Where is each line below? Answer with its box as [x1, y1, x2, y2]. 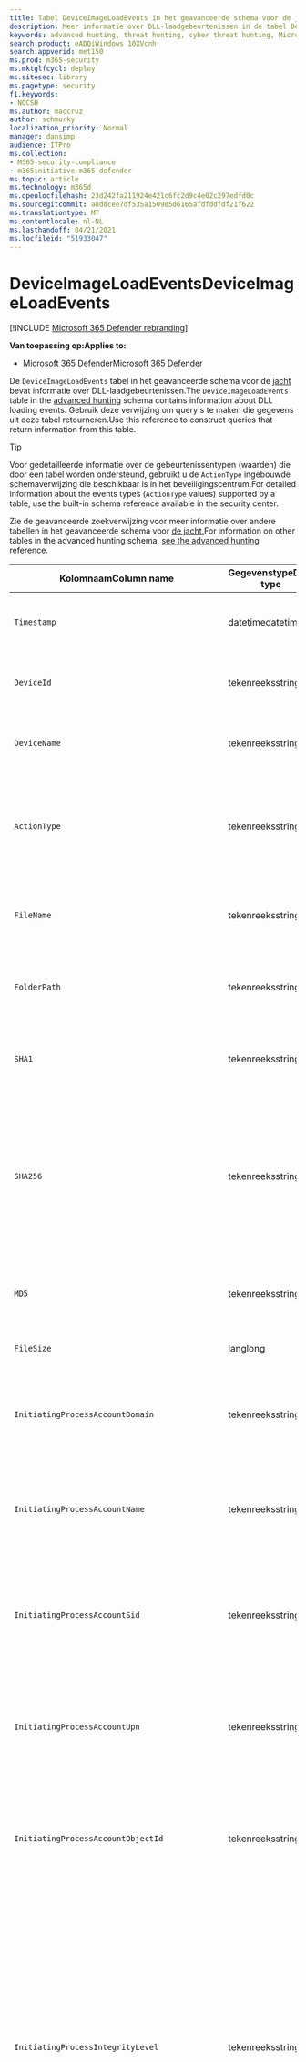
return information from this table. [9, 424, 137, 435]
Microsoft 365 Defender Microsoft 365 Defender [22, 357, 203, 369]
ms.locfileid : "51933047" [9, 233, 107, 243]
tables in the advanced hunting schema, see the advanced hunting [9, 535, 260, 546]
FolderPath [14, 982, 61, 992]
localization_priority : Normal [9, 124, 128, 133]
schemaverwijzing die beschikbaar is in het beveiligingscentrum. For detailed [9, 479, 297, 490]
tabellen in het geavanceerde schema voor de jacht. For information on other [9, 525, 296, 536]
